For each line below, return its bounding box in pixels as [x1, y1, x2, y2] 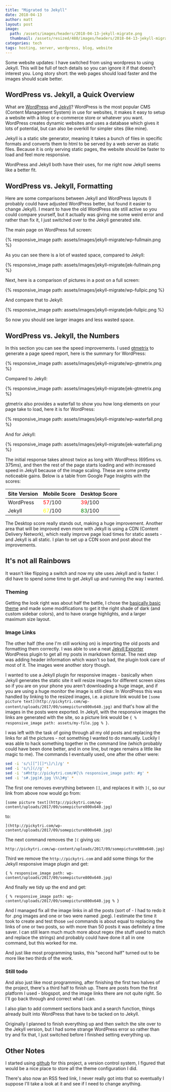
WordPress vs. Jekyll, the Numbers [5, 331, 120, 340]
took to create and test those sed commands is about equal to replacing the [5, 918, 163, 924]
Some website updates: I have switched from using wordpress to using [5, 59, 154, 65]
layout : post [5, 21, 33, 27]
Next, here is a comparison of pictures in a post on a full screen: [5, 277, 140, 283]
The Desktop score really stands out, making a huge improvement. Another [5, 521, 163, 527]
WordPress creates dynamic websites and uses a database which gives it [5, 120, 159, 126]
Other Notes [5, 1046, 45, 1055]
